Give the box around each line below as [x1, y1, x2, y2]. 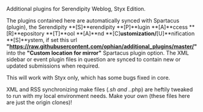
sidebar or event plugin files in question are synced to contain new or [6, 56, 181, 63]
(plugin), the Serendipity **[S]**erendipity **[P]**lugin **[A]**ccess [6, 24, 188, 30]
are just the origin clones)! [6, 99, 72, 106]
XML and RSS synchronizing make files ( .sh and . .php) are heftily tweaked [6, 86, 193, 93]
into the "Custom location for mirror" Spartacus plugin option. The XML [6, 49, 190, 57]
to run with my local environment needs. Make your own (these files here [6, 93, 191, 99]
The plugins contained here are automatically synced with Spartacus [6, 17, 180, 24]
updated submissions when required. [6, 62, 100, 69]
